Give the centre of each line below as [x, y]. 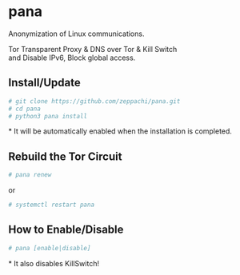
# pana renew [30, 175]
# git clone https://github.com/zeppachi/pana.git [94, 101]
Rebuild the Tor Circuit [65, 156]
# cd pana [25, 109]
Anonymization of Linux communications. [76, 34]
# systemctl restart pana [51, 205]
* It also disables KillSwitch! [54, 263]
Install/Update [45, 83]
